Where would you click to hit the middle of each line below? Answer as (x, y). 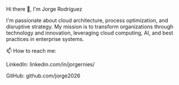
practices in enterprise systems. (45, 39)
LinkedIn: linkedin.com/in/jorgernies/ (51, 64)
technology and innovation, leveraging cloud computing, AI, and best (90, 33)
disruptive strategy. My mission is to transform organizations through (90, 27)
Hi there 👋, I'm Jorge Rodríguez (44, 9)
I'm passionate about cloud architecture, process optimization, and (87, 20)
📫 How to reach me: (31, 51)
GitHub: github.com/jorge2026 (43, 76)
